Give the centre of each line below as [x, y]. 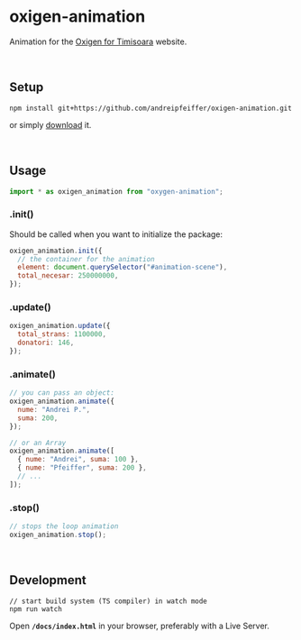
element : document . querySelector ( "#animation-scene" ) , [123, 268]
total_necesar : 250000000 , [68, 276]
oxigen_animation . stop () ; [58, 535]
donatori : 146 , [46, 343]
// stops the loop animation [64, 526]
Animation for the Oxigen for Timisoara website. [98, 41]
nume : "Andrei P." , [54, 409]
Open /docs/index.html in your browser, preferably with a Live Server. [140, 626]
